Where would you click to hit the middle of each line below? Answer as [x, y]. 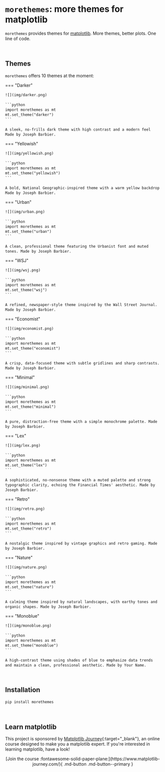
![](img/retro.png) [25, 509]
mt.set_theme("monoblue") [32, 645]
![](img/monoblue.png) [28, 626]
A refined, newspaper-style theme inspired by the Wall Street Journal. [81, 305]
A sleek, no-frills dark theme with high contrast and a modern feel [78, 130]
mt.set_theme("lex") [26, 465]
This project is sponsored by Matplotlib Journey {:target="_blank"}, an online [82, 739]
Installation [23, 690]
